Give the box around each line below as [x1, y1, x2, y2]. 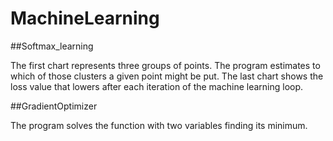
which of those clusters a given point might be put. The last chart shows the [10, 70, 324, 82]
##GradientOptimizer [10, 100, 98, 112]
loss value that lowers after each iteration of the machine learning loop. [10, 80, 304, 92]
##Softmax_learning [10, 40, 94, 52]
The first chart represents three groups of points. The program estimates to [10, 59, 321, 71]
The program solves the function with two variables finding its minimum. [10, 119, 308, 131]
